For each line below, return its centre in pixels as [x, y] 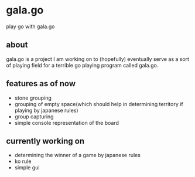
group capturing [34, 116]
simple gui [27, 168]
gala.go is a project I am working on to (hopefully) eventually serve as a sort [97, 59]
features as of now [41, 84]
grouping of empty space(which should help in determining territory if [99, 104]
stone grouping [33, 98]
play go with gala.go [30, 26]
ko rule [23, 161]
